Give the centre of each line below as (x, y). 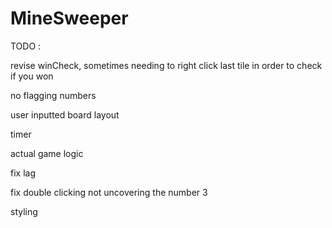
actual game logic (47, 153)
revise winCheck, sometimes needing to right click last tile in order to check (166, 65)
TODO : (26, 46)
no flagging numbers (53, 95)
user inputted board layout (65, 114)
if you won (32, 76)
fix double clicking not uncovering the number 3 (109, 192)
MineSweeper (69, 18)
